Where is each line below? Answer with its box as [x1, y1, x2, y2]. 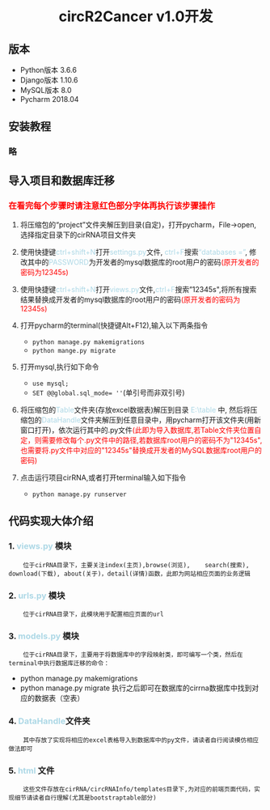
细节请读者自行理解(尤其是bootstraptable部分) [14, 794, 157, 802]
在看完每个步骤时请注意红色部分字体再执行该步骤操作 [8, 200, 216, 211]
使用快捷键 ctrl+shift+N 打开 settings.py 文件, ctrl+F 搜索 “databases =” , [19, 248, 248, 257]
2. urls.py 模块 [8, 590, 65, 601]
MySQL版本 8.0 [19, 86, 72, 95]
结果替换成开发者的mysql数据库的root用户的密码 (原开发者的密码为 [19, 295, 241, 304]
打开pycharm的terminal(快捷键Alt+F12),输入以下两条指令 [19, 320, 209, 330]
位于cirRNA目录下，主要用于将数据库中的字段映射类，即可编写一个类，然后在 [23, 651, 243, 659]
